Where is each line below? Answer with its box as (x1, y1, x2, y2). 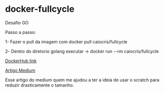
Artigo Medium (5, 67, 36, 73)
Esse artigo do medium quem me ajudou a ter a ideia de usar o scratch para (5, 77, 160, 83)
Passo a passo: (5, 29, 36, 35)
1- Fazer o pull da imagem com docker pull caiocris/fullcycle (5, 38, 127, 45)
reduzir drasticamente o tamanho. (5, 82, 74, 88)
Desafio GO (5, 20, 29, 26)
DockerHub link (5, 58, 37, 63)
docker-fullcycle (5, 3, 75, 15)
